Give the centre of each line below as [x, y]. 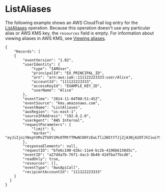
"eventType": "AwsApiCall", [51, 167]
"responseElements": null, [50, 146]
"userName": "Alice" [52, 90]
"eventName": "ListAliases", [53, 107]
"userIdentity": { [41, 64]
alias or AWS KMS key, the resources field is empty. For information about [80, 33]
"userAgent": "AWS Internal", [54, 120]
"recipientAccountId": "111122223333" [62, 172]
